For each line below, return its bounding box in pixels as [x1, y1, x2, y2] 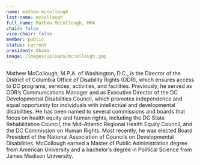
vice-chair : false [6, 31, 52, 37]
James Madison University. [6, 152, 74, 159]
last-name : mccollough [6, 14, 63, 20]
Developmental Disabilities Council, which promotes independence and [6, 95, 183, 102]
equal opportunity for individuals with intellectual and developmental [6, 101, 176, 108]
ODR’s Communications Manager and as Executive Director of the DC [6, 88, 178, 96]
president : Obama [6, 48, 50, 54]
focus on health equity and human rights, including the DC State [6, 114, 165, 121]
